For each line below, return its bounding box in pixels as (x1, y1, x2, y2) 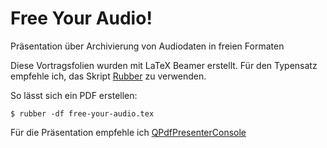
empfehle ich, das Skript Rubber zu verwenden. (10, 70, 207, 82)
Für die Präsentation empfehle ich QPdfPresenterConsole (10, 126, 247, 138)
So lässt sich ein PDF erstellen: (10, 89, 138, 101)
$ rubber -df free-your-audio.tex (10, 108, 155, 119)
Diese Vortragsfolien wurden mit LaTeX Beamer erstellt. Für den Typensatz (10, 59, 318, 71)
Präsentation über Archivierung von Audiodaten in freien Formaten (10, 40, 285, 52)
